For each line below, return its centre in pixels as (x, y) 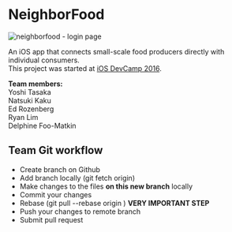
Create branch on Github (60, 169)
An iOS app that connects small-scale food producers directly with (116, 51)
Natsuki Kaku (30, 100)
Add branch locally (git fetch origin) (77, 178)
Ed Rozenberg (31, 109)
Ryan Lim (23, 117)
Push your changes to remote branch (80, 211)
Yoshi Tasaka (30, 92)
